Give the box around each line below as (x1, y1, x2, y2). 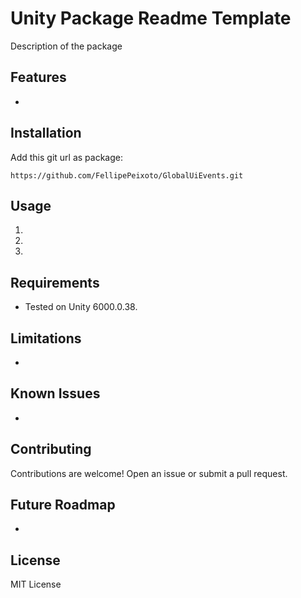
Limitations (10, 330, 82, 347)
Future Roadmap (10, 497, 116, 514)
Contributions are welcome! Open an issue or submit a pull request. (10, 467, 288, 479)
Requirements (10, 274, 100, 291)
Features (10, 69, 67, 86)
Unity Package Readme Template (10, 7, 292, 30)
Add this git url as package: (10, 151, 123, 163)
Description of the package (10, 40, 123, 52)
